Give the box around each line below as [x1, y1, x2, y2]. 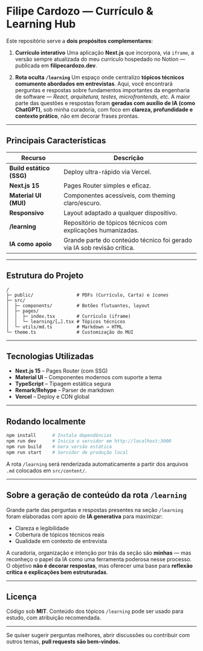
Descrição [114, 153, 144, 162]
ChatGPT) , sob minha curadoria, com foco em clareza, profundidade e [14, 106, 193, 113]
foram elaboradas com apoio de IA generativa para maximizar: [6, 513, 163, 520]
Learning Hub [6, 17, 76, 31]
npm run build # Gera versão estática [6, 444, 112, 450]
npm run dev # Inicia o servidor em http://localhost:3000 [6, 438, 172, 444]
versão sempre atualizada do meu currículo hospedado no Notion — [14, 55, 185, 62]
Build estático [9, 164, 50, 172]
